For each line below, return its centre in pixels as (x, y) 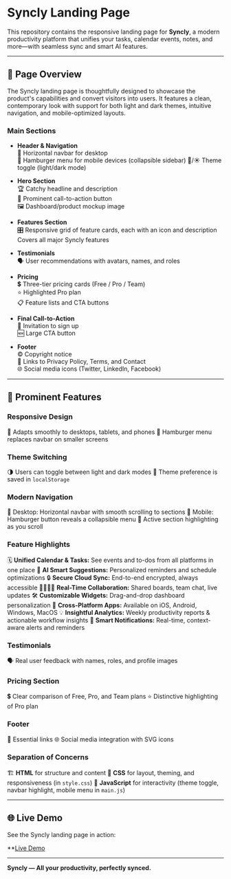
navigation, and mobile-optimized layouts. (66, 113)
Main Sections (32, 131)
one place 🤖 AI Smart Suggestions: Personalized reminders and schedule (112, 569)
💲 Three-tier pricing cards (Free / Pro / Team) (81, 284)
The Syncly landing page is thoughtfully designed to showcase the (101, 91)
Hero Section (36, 181)
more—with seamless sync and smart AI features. (77, 46)
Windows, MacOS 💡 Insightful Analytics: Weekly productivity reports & (109, 612)
